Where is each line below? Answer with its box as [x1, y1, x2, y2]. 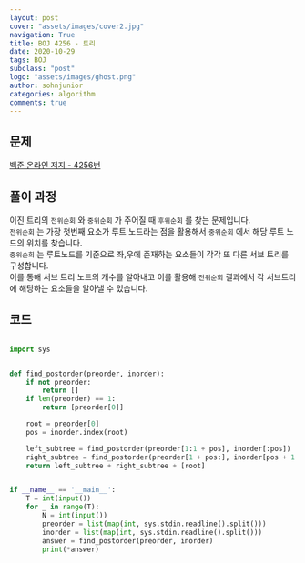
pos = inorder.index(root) [25, 427, 128, 437]
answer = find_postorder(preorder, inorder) [42, 536, 214, 546]
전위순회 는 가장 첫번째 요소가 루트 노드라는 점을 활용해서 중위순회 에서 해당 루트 [9, 226, 285, 236]
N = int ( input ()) [42, 511, 107, 520]
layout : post [9, 13, 59, 23]
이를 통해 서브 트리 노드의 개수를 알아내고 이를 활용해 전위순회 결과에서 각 [9, 272, 265, 282]
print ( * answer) [42, 545, 100, 554]
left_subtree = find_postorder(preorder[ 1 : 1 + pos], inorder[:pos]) [25, 444, 291, 453]
